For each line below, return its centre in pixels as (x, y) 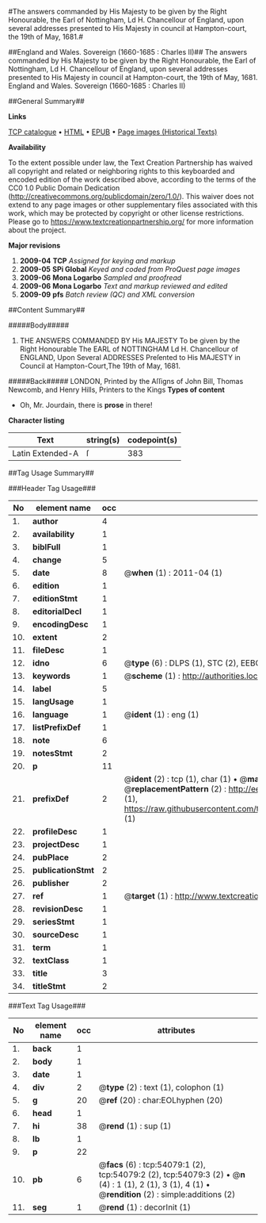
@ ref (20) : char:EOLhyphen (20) (161, 1100)
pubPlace (51, 857)
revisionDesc (58, 909)
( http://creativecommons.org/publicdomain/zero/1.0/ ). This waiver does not (131, 196)
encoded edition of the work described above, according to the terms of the (132, 179)
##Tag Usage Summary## (51, 473)
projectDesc (56, 844)
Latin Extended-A (46, 453)
